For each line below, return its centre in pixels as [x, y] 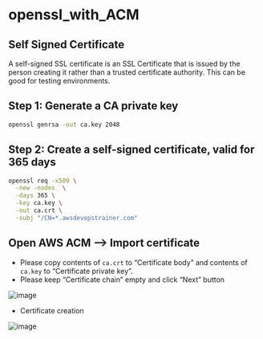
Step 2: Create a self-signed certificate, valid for [131, 150]
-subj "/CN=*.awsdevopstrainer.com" [77, 218]
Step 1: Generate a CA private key [93, 106]
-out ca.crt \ [39, 210]
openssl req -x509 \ [43, 181]
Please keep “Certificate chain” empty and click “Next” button [122, 280]
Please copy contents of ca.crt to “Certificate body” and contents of [134, 262]
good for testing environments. [59, 81]
